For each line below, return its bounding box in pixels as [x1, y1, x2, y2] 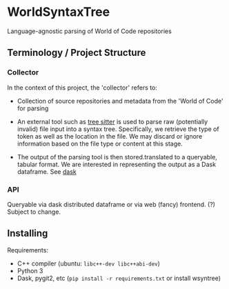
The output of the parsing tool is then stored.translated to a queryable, [17, 152, 217, 161]
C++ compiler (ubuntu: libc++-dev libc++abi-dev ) [17, 259, 161, 268]
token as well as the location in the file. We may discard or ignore [17, 132, 203, 140]
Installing [7, 228, 48, 239]
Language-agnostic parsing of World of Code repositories [7, 27, 172, 35]
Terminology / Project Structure [7, 47, 146, 59]
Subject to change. [7, 208, 61, 216]
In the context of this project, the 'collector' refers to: [7, 83, 157, 92]
